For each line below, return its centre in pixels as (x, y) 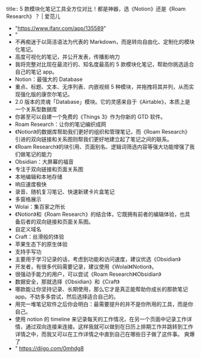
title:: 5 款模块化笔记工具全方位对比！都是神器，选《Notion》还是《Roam (96, 9)
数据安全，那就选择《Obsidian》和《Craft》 (67, 282)
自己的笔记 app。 (36, 72)
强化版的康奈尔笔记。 (46, 94)
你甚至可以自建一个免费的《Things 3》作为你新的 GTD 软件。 (90, 117)
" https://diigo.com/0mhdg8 (49, 348)
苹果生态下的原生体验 (41, 244)
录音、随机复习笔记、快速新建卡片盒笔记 (65, 192)
